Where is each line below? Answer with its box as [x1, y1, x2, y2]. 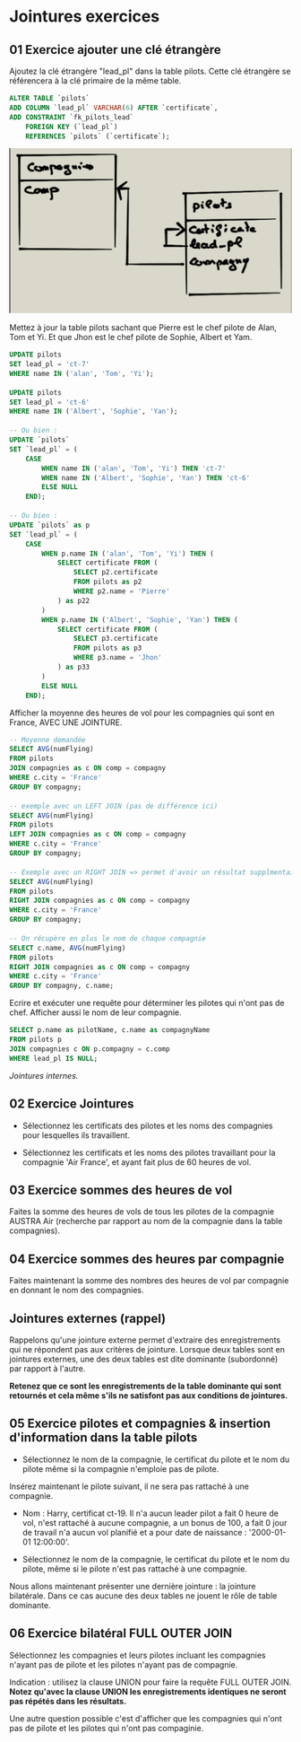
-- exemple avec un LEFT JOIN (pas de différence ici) [9, 801, 219, 810]
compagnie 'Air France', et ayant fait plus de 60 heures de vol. [21, 1156, 252, 1168]
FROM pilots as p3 [73, 643, 142, 652]
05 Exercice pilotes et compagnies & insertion [9, 1416, 271, 1431]
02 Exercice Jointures [9, 1097, 134, 1112]
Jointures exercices [9, 6, 160, 27]
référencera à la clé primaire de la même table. [9, 75, 182, 86]
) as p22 [56, 596, 90, 605]
